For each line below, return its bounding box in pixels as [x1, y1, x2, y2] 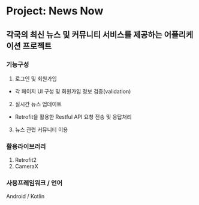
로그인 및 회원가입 [14, 75, 57, 82]
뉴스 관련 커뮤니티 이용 [14, 126, 68, 133]
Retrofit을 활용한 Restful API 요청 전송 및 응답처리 [14, 113, 132, 120]
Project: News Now [6, 4, 104, 18]
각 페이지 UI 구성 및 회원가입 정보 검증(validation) [14, 88, 131, 95]
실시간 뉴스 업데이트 [14, 100, 62, 107]
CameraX [14, 163, 38, 170]
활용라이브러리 [6, 142, 46, 150]
